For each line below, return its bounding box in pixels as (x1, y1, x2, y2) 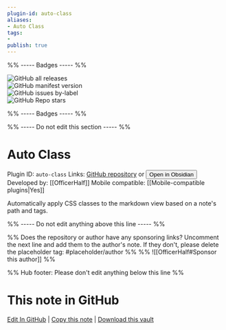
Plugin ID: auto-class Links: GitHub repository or (7, 170, 145, 178)
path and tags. (7, 206, 48, 214)
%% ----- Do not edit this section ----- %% (7, 123, 131, 131)
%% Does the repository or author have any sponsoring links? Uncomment (7, 233, 219, 241)
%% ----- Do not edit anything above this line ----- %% (7, 219, 166, 228)
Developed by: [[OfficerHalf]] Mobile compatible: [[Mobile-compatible (7, 178, 205, 186)
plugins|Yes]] (7, 186, 45, 194)
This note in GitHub (7, 293, 120, 308)
